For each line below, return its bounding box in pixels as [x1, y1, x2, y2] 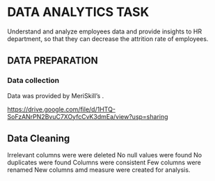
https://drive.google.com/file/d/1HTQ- [7, 105, 116, 113]
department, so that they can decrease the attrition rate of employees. [7, 34, 209, 42]
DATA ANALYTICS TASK [7, 4, 150, 20]
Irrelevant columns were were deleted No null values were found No [7, 151, 202, 159]
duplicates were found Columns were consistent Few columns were [7, 158, 202, 167]
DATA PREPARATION [7, 55, 99, 67]
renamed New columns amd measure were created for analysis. [7, 166, 191, 174]
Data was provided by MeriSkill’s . [7, 91, 104, 100]
